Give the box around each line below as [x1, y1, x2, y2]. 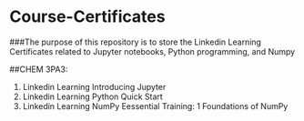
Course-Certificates [9, 6, 166, 27]
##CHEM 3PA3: [9, 64, 68, 75]
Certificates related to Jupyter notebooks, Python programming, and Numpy [9, 45, 296, 56]
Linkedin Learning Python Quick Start [22, 91, 164, 102]
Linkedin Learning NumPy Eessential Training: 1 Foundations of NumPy [22, 100, 289, 111]
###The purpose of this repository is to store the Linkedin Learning [9, 36, 262, 47]
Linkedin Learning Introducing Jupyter [22, 81, 167, 92]
